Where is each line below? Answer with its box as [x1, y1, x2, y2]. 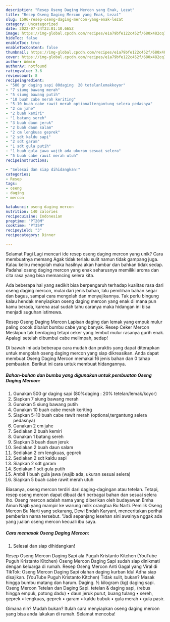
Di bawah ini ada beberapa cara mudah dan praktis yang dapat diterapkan [6, 344, 160, 350]
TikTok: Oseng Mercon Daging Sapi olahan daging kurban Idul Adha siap [6, 568, 157, 574]
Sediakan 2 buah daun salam [13, 444, 74, 450]
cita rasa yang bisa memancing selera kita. [6, 272, 95, 278]
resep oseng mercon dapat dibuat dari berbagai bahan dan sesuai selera [6, 492, 157, 498]
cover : [6, 54, 20, 60]
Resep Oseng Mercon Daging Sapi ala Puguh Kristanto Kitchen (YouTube [6, 552, 157, 559]
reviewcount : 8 [6, 73, 38, 78]
